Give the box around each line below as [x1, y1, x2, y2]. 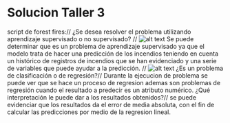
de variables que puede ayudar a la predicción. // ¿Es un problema [7, 64, 224, 72]
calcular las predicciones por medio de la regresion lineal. [7, 108, 171, 116]
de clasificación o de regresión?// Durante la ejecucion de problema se [7, 71, 208, 80]
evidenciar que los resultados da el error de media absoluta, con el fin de [7, 100, 215, 109]
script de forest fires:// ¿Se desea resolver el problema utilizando [7, 27, 191, 36]
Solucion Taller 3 [7, 5, 105, 21]
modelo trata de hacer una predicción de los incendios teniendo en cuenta [7, 49, 219, 58]
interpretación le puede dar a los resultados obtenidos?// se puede [7, 93, 197, 101]
